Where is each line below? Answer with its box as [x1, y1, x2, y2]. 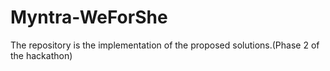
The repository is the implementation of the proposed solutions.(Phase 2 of [10, 39, 320, 51]
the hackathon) [10, 49, 73, 61]
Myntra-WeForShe [10, 6, 168, 29]
